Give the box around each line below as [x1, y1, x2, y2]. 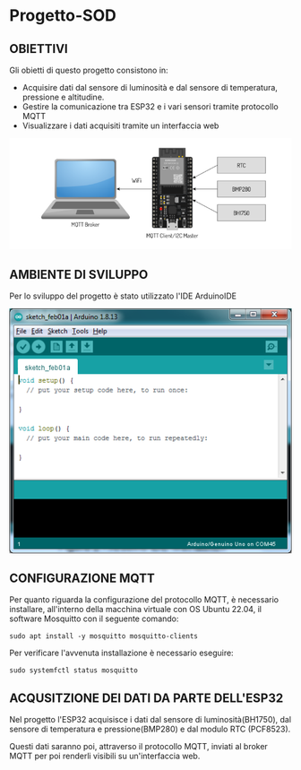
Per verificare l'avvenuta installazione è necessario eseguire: [9, 647, 235, 659]
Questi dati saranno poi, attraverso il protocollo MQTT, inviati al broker [9, 741, 269, 752]
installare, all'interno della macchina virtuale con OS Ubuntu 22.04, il [9, 604, 262, 615]
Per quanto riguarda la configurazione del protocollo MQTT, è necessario [9, 594, 279, 605]
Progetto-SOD [9, 5, 116, 26]
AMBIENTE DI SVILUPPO [9, 266, 149, 282]
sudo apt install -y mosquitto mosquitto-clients [9, 632, 199, 641]
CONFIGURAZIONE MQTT [9, 570, 155, 585]
